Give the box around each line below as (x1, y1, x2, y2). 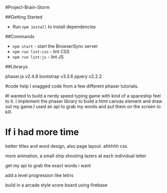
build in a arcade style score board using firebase (5, 182, 108, 188)
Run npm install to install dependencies (12, 24, 96, 30)
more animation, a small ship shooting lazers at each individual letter (5, 153, 147, 159)
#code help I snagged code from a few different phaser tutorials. (5, 83, 139, 89)
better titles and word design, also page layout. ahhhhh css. (5, 143, 129, 149)
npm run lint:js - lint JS (12, 54, 64, 60)
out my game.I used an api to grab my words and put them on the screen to (5, 104, 161, 110)
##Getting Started (5, 14, 43, 20)
